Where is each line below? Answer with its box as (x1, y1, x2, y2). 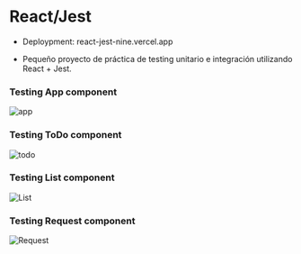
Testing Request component (9, 214, 136, 227)
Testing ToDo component (9, 129, 122, 141)
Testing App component (9, 86, 118, 98)
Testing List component (9, 171, 115, 184)
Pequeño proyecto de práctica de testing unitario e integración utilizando (22, 53, 293, 64)
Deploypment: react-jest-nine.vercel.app (22, 36, 173, 47)
